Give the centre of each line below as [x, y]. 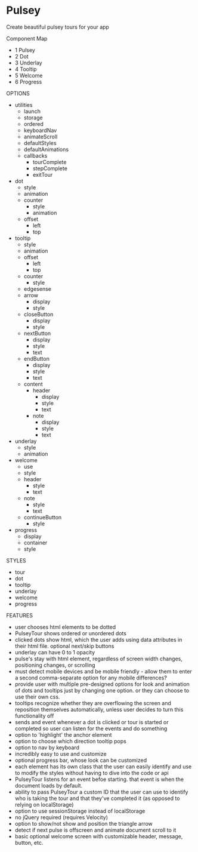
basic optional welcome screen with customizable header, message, [99, 836]
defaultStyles [40, 143]
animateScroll [41, 136]
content [33, 384]
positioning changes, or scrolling [55, 665]
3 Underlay [29, 63]
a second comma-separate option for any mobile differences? [91, 678]
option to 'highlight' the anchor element [63, 734]
